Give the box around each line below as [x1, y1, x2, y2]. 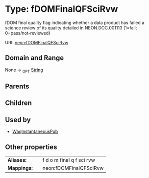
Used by [5, 115, 31, 124]
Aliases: [7, 156, 27, 163]
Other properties [5, 143, 57, 151]
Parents [5, 82, 29, 90]
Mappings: [7, 164, 33, 171]
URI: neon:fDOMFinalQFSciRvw [5, 39, 69, 45]
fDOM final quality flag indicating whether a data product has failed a [5, 20, 145, 25]
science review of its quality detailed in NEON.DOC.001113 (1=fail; [5, 25, 137, 30]
